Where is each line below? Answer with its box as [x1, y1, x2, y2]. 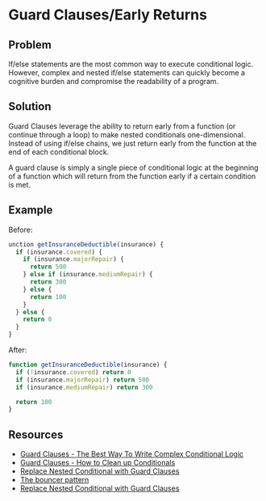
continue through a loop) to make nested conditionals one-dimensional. [8, 129, 246, 139]
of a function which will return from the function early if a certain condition [8, 171, 256, 181]
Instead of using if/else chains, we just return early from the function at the [8, 138, 257, 148]
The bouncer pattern [19, 475, 89, 485]
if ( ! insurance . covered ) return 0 [15, 368, 131, 377]
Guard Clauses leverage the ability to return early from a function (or [8, 121, 236, 131]
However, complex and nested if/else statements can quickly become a [8, 68, 246, 78]
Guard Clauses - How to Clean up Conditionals [19, 458, 176, 468]
